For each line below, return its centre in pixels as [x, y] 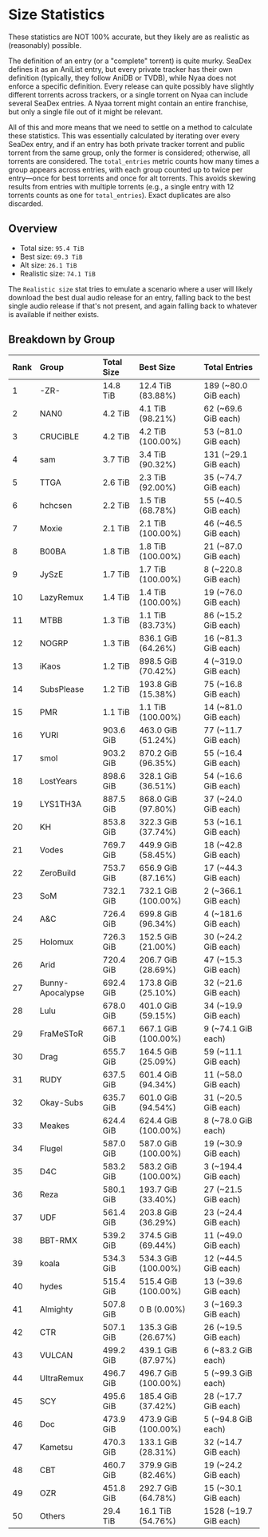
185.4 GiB [158, 1396]
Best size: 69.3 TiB [51, 256]
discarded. [26, 203]
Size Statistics [57, 15]
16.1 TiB [155, 1511]
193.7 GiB [158, 1189]
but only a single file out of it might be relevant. [86, 111]
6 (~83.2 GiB [228, 1350]
